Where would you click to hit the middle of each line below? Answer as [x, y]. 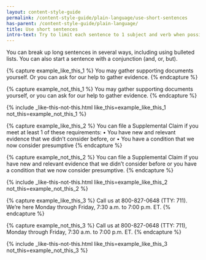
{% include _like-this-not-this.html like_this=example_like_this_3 [87, 244]
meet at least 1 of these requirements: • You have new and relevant [91, 132]
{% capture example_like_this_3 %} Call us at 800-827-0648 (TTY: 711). [97, 201]
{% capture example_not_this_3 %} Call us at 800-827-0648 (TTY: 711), [97, 226]
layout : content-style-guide [44, 12]
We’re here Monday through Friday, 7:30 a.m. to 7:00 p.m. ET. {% [89, 207]
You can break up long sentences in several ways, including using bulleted [101, 52]
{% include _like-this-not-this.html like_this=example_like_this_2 [87, 182]
